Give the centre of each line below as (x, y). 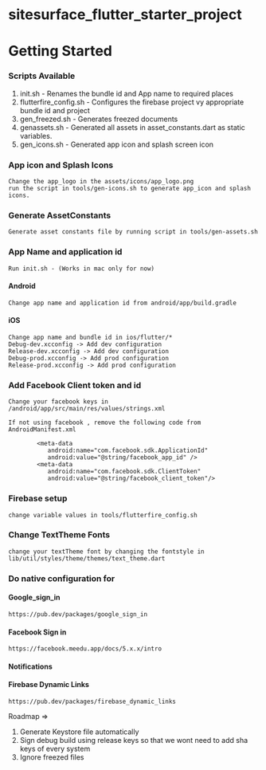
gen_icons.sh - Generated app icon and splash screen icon (116, 144)
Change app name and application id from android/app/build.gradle (123, 303)
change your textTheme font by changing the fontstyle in (106, 552)
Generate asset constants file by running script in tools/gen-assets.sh (133, 232)
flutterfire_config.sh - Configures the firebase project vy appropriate (132, 102)
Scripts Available (42, 76)
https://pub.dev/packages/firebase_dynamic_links (92, 701)
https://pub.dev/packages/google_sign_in (78, 614)
